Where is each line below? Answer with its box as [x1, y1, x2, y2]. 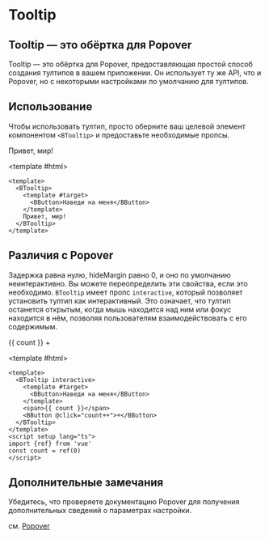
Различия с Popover [8, 248, 114, 262]
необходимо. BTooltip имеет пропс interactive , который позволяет [8, 287, 243, 297]
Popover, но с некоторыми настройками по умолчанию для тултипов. [8, 77, 249, 86]
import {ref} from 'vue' [8, 439, 92, 448]
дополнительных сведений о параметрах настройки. [8, 506, 192, 516]
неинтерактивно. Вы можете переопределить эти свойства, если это [8, 278, 248, 288]
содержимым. [8, 321, 58, 331]
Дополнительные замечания [8, 476, 164, 490]
